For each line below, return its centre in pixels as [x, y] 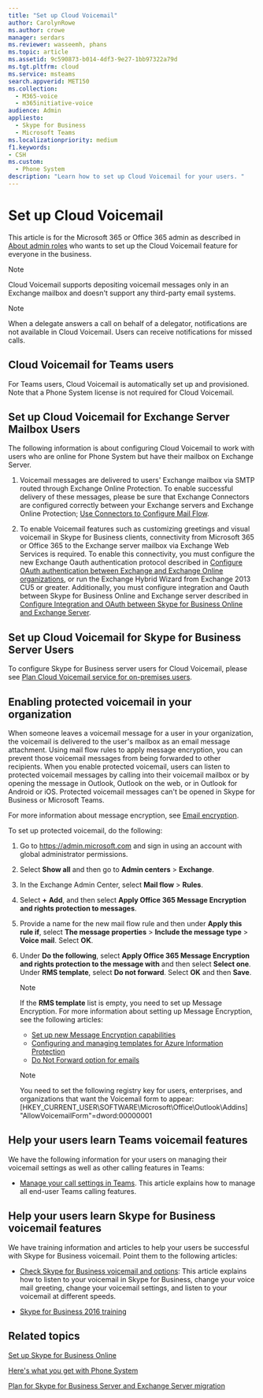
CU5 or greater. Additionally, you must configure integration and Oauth [134, 588]
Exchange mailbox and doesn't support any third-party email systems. [122, 293]
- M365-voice [37, 96]
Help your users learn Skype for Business [112, 1216]
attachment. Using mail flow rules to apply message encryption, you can [126, 750]
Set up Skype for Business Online [62, 1355]
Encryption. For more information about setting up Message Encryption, [136, 1011]
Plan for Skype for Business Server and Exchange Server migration [117, 1385]
